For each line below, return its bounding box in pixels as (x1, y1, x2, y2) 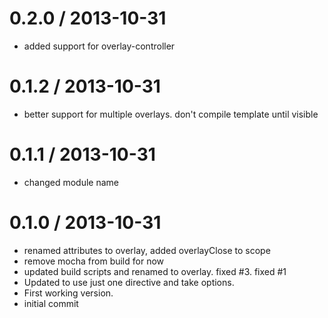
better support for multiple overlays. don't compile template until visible (23, 108, 319, 120)
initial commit (23, 297, 79, 309)
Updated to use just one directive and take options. (23, 276, 235, 288)
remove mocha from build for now (23, 255, 165, 267)
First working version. (23, 287, 114, 299)
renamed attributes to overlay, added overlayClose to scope (23, 244, 271, 256)
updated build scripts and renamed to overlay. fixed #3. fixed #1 (23, 265, 287, 277)
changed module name (23, 176, 120, 188)
